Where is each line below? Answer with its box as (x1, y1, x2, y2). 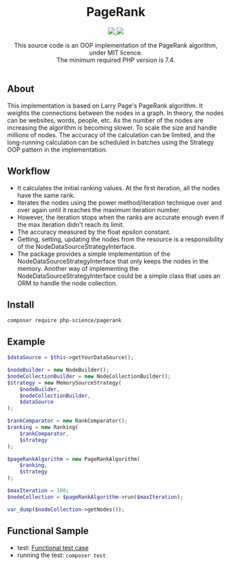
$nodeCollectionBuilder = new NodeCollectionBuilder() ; (7, 373, 171, 380)
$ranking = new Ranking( (7, 424, 79, 431)
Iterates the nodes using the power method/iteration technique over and (17, 198, 222, 207)
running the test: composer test (17, 551, 106, 559)
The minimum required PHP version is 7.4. (56, 56, 176, 64)
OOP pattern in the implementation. (7, 145, 108, 154)
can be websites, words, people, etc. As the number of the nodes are (7, 116, 203, 124)
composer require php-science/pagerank (7, 317, 122, 324)
